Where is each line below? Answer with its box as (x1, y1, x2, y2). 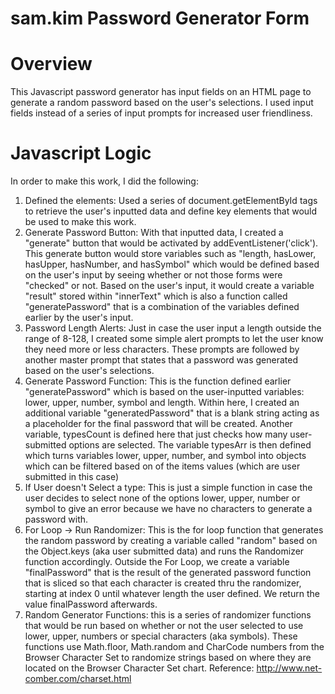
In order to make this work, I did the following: (10, 175, 199, 187)
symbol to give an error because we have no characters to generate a (24, 503, 313, 515)
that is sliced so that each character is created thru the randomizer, (24, 577, 302, 589)
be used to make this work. (24, 216, 137, 228)
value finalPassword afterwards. (24, 598, 158, 611)
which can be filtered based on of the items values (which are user (24, 460, 301, 472)
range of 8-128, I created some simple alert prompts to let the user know (24, 333, 324, 345)
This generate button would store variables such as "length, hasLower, (24, 248, 317, 260)
